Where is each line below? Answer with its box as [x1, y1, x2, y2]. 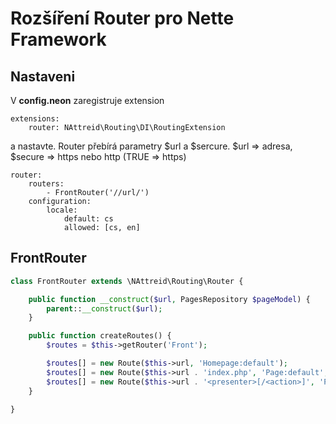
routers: [28, 179, 65, 189]
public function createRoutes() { [28, 331, 172, 341]
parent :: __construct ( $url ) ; [46, 303, 163, 314]
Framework [10, 28, 107, 51]
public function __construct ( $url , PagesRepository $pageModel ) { [28, 294, 311, 304]
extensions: [10, 114, 60, 124]
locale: [46, 205, 78, 215]
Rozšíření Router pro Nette [10, 7, 235, 30]
